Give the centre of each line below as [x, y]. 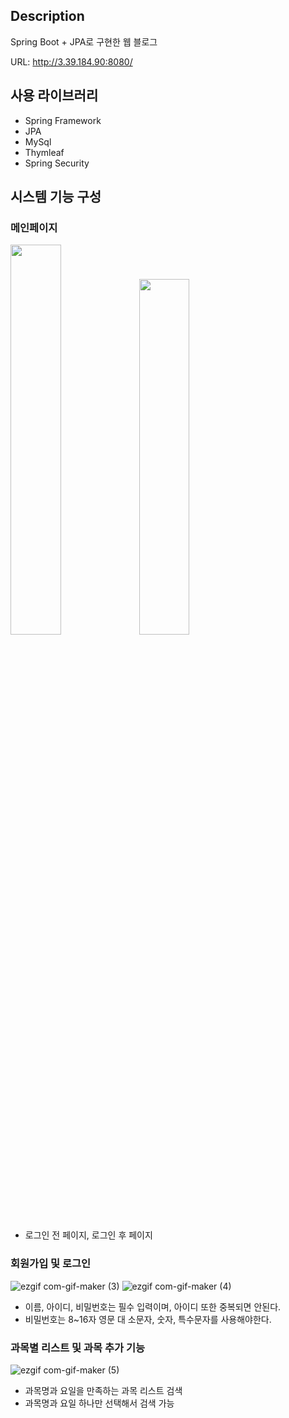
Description [47, 16]
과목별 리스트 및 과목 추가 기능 [78, 1347]
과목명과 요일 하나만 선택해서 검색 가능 [99, 1403]
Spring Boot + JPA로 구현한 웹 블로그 [84, 41]
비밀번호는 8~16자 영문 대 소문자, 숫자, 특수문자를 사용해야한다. [148, 1319]
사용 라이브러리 [54, 95]
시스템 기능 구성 [56, 197]
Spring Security [57, 163]
